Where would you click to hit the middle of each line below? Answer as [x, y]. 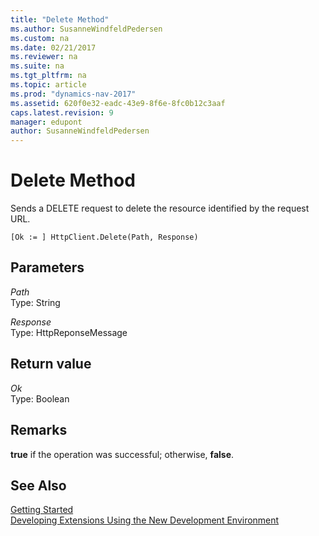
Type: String [35, 302]
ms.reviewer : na [44, 57]
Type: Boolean [40, 398]
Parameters [47, 267]
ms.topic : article [48, 85]
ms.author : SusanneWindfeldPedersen [86, 29]
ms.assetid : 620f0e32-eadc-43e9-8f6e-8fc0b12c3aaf [118, 103]
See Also [38, 485]
